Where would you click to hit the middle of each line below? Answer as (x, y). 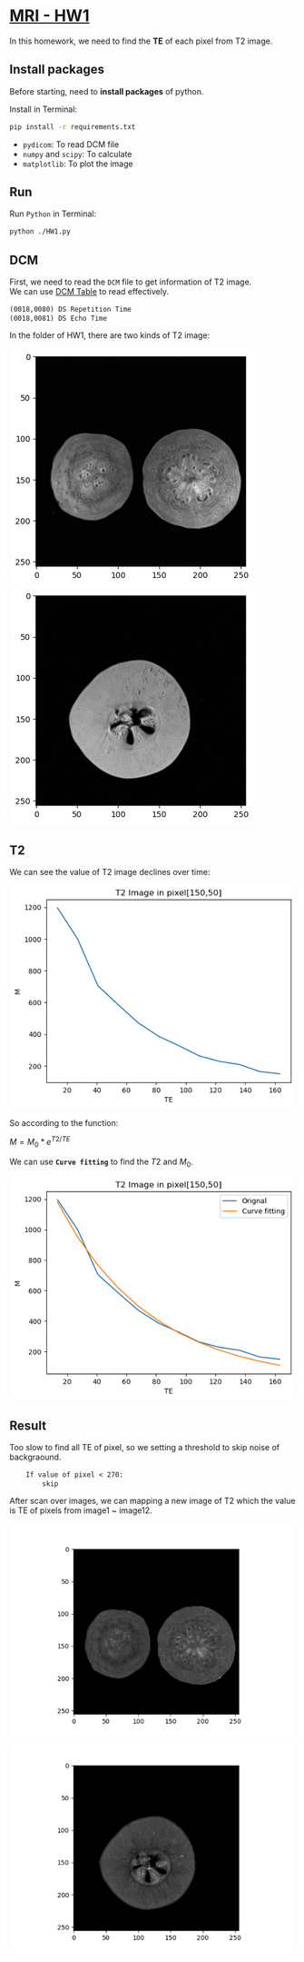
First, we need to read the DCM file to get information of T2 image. (131, 282)
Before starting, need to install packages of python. (107, 91)
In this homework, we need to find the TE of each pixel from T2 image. (141, 41)
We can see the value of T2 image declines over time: (110, 871)
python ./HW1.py (40, 232)
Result (28, 1425)
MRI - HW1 (49, 16)
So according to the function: (64, 1122)
